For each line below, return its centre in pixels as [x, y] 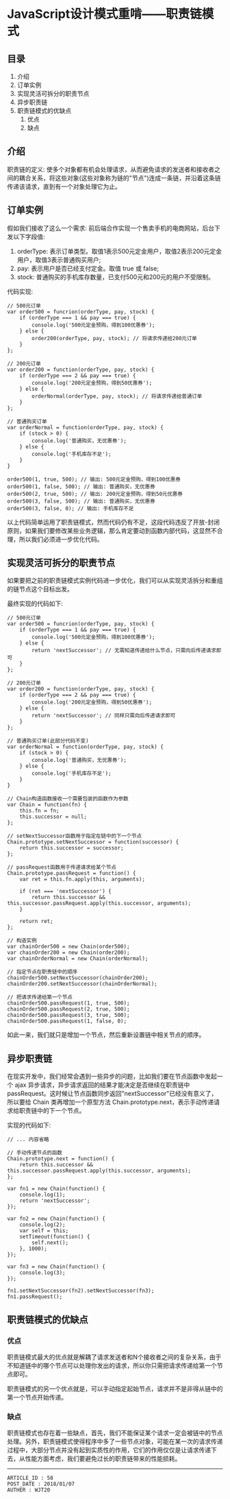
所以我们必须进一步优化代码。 [61, 539]
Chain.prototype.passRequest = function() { [72, 874]
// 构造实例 [22, 941]
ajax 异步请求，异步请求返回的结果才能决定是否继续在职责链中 [102, 1085]
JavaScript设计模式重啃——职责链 [104, 14]
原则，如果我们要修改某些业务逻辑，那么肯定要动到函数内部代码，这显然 [109, 530]
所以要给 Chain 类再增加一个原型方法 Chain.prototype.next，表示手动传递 [111, 1102]
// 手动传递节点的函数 [35, 1153]
